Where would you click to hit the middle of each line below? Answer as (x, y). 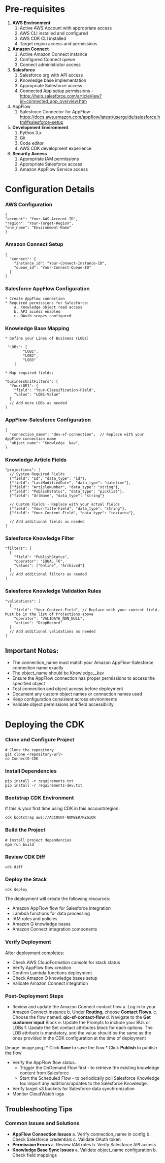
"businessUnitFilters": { (32, 382)
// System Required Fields (37, 474)
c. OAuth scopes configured (43, 316)
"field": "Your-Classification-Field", (55, 390)
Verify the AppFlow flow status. (44, 1062)
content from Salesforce (44, 1073)
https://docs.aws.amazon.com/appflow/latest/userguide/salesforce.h (90, 117)
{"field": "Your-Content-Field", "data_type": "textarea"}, (72, 513)
